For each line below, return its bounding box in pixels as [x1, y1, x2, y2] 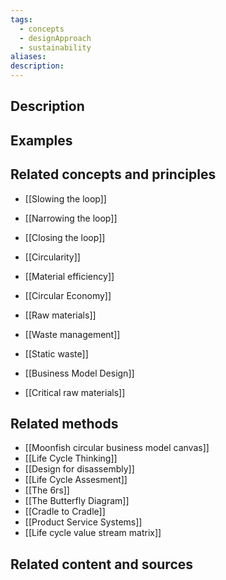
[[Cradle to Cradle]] [24, 506, 106, 518]
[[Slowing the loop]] [24, 192, 107, 205]
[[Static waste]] [24, 347, 89, 360]
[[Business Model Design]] [24, 367, 135, 379]
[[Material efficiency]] [24, 270, 115, 282]
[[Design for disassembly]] [24, 463, 135, 475]
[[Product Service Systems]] [24, 516, 143, 528]
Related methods [10, 415, 119, 432]
